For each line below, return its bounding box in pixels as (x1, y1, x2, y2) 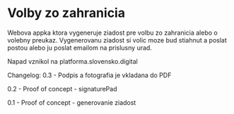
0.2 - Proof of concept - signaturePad (7, 84, 117, 93)
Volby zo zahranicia (7, 5, 126, 21)
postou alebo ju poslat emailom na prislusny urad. (7, 43, 152, 52)
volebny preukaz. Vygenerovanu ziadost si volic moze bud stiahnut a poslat (7, 35, 228, 44)
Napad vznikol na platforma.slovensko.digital (7, 57, 138, 65)
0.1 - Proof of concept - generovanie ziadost (7, 98, 136, 107)
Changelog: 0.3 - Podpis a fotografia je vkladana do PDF (7, 71, 172, 79)
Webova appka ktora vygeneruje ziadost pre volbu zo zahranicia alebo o (7, 28, 218, 37)
